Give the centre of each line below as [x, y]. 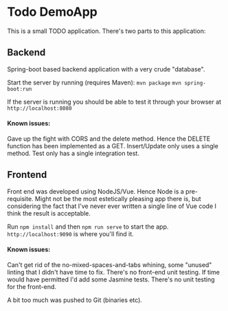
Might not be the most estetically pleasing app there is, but [118, 198]
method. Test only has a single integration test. [73, 153]
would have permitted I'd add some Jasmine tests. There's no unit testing [111, 279]
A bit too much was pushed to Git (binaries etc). [75, 300]
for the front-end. [32, 286]
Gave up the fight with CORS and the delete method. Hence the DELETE [109, 139]
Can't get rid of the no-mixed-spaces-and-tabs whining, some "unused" [110, 264]
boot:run [20, 89]
